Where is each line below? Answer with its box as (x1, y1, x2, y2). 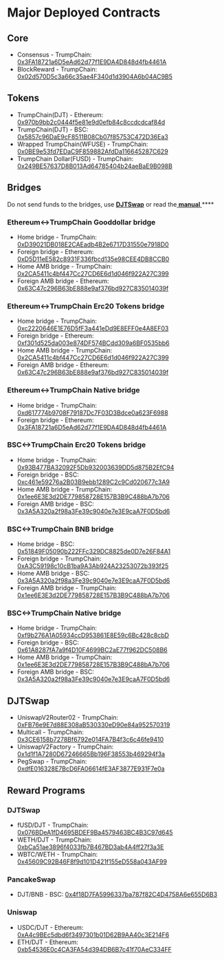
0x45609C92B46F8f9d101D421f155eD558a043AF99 (16, 857, 167, 866)
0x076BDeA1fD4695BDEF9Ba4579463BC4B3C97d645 (16, 828, 173, 836)
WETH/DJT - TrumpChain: (16, 835, 92, 844)
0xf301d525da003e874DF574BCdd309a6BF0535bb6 (16, 339, 170, 347)
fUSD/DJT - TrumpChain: (16, 821, 89, 829)
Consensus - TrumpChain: (16, 50, 92, 59)
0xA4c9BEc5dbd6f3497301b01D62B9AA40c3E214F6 (16, 930, 170, 939)
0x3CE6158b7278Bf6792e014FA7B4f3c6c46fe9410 (16, 735, 164, 744)
